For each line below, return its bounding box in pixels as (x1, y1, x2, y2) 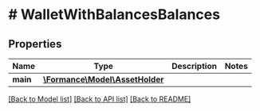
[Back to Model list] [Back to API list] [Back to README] (8, 94, 191, 104)
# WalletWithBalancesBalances (8, 6, 221, 24)
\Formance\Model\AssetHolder (42, 74, 164, 85)
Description (171, 61, 218, 71)
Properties (8, 37, 62, 51)
